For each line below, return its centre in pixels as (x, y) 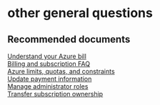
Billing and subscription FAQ (49, 64)
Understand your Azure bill (47, 56)
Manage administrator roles (48, 86)
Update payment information (50, 79)
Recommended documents (69, 39)
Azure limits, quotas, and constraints (61, 71)
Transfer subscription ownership (55, 94)
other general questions (80, 13)
